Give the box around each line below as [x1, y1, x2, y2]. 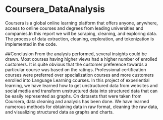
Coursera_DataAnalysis [5, 3, 106, 15]
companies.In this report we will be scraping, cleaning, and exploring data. [5, 30, 158, 36]
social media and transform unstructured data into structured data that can [5, 88, 158, 94]
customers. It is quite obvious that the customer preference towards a [5, 61, 148, 67]
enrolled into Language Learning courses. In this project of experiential [5, 77, 150, 83]
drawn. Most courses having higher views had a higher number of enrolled [5, 56, 158, 62]
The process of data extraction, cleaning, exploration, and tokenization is [5, 36, 155, 42]
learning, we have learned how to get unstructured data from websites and [5, 82, 158, 88]
